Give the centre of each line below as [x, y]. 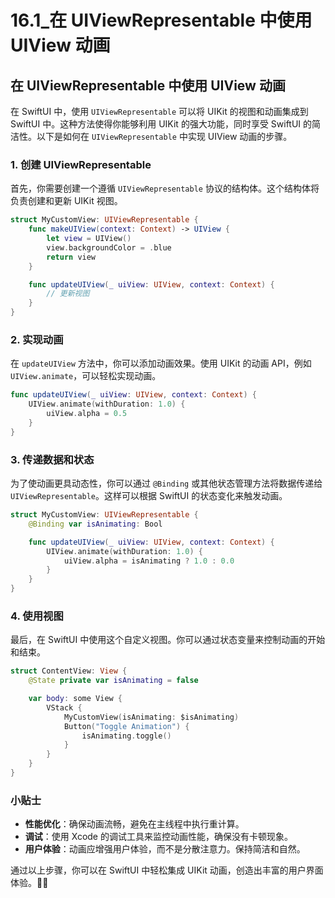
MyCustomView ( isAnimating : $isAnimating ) [151, 717]
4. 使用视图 [37, 616]
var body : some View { [75, 699]
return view [71, 257]
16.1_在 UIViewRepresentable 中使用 [161, 20]
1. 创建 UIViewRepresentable [81, 164]
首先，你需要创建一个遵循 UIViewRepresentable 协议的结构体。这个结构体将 [165, 188]
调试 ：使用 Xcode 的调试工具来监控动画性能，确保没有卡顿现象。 [158, 837]
